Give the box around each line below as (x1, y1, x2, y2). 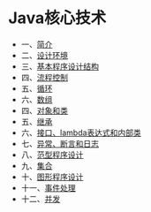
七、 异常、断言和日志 (20, 138, 99, 148)
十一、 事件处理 (20, 182, 76, 193)
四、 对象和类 (20, 105, 68, 116)
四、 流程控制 (20, 72, 68, 82)
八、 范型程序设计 (20, 149, 84, 160)
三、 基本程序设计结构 (20, 61, 99, 72)
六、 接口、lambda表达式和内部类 (20, 127, 142, 138)
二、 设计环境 (20, 49, 68, 60)
